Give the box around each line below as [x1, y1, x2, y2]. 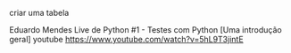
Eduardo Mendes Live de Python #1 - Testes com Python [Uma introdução [9, 25, 283, 34]
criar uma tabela [9, 8, 70, 18]
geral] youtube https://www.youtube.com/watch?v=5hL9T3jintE [9, 34, 244, 44]
